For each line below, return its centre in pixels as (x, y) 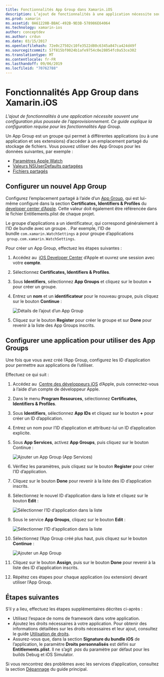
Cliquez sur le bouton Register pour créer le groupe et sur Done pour (82, 320)
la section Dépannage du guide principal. (47, 669)
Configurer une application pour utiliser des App (80, 341)
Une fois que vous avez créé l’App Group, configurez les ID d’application (78, 360)
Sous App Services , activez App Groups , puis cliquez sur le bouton (81, 442)
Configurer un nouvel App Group (56, 187)
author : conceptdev (25, 32)
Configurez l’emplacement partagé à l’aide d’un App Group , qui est (72, 198)
